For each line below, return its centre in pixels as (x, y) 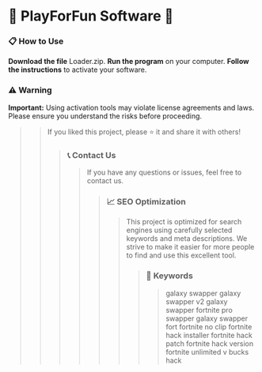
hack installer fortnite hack (209, 335)
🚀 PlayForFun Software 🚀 (91, 16)
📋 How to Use (36, 41)
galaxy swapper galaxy (203, 293)
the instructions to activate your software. (78, 70)
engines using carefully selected (179, 230)
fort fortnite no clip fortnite (209, 326)
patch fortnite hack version (210, 344)
